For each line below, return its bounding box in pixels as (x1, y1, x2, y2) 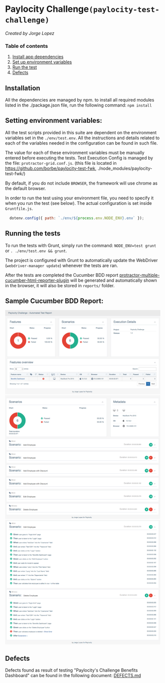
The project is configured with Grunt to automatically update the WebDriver (5, 257, 158, 263)
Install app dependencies (12, 54, 64, 60)
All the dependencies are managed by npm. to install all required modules (5, 97, 154, 103)
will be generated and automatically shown (70, 277, 158, 283)
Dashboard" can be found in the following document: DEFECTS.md (5, 672, 141, 678)
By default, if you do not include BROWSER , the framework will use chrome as (5, 180, 158, 186)
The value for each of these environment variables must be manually (5, 150, 145, 155)
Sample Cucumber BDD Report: (5, 297, 104, 305)
